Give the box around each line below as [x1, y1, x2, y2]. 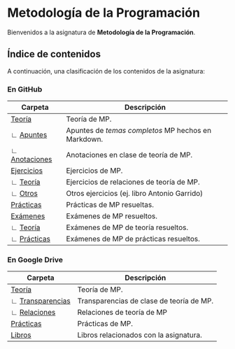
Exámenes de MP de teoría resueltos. [66, 222, 189, 232]
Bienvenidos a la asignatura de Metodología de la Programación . [7, 28, 196, 36]
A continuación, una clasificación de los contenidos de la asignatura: [7, 66, 205, 75]
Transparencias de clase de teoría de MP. [77, 296, 214, 306]
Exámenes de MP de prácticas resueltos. [66, 234, 201, 244]
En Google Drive [7, 255, 63, 264]
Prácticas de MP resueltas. [66, 200, 154, 210]
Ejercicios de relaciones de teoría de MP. [66, 177, 201, 187]
